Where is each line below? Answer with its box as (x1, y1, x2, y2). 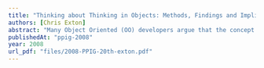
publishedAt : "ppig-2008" (8, 33, 93, 41)
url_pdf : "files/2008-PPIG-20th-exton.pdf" (8, 48, 153, 55)
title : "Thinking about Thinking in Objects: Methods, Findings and (8, 11, 237, 20)
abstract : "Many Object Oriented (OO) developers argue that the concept (8, 26, 255, 34)
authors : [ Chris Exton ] (8, 19, 86, 27)
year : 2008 (8, 41, 44, 48)
